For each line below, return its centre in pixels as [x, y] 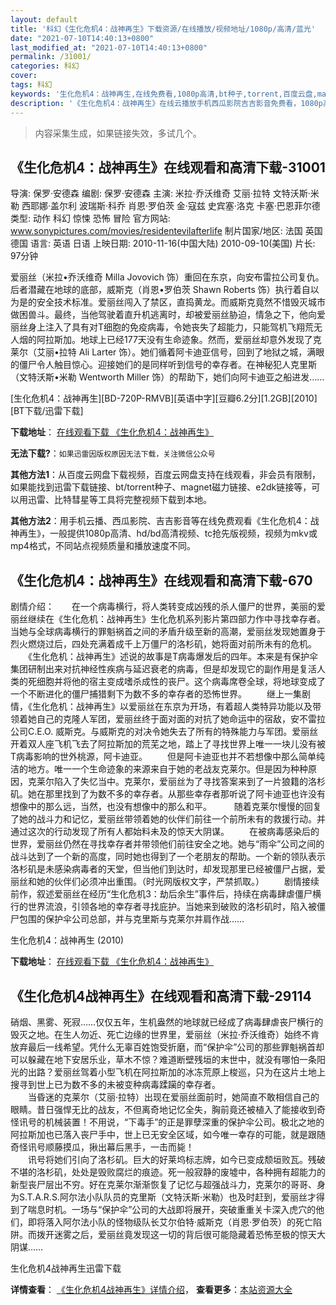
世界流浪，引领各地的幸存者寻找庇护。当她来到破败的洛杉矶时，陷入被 [172, 907]
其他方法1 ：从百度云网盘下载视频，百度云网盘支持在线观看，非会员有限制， [166, 475]
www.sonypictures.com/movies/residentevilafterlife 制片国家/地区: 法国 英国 [166, 231]
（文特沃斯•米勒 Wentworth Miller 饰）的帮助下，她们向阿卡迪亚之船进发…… [167, 377]
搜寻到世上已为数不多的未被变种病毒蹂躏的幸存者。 [115, 1084]
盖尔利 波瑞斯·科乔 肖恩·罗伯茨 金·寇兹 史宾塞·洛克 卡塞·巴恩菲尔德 [185, 206]
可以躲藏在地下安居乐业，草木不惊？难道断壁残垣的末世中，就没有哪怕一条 [163, 1059]
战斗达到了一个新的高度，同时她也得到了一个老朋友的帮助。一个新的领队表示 [168, 857]
